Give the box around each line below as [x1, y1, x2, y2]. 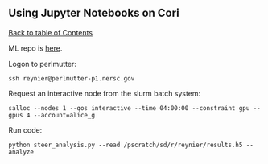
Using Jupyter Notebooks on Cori [8, 6, 179, 20]
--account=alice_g [33, 111, 95, 119]
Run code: [8, 125, 43, 135]
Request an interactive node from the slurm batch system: [8, 88, 201, 98]
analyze [8, 148, 35, 156]
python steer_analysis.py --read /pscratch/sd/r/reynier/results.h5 [8, 141, 243, 149]
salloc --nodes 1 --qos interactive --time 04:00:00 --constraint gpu [8, 104, 250, 112]
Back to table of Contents [8, 27, 93, 37]
